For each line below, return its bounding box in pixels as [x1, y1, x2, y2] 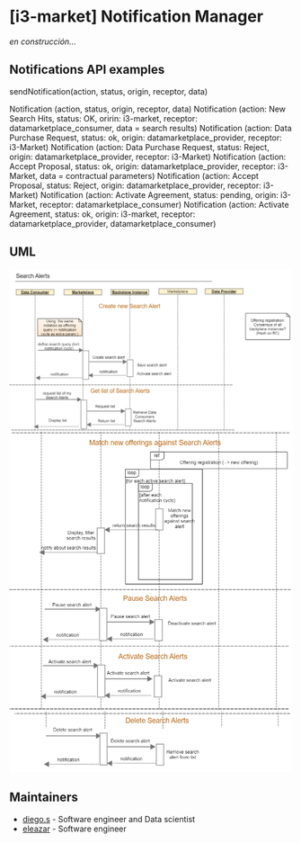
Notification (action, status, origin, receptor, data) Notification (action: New [9, 103, 286, 114]
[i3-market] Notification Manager [9, 6, 263, 27]
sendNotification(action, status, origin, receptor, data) [9, 85, 208, 96]
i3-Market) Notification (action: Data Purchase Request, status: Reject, [9, 141, 270, 152]
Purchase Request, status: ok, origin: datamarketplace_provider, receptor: [9, 132, 283, 143]
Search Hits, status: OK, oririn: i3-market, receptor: [9, 112, 198, 123]
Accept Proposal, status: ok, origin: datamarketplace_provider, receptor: [9, 160, 277, 172]
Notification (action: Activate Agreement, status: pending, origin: [40, 189, 279, 200]
